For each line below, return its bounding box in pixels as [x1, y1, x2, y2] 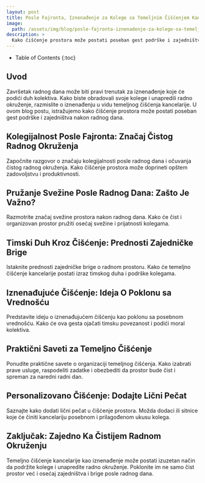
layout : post [6, 9, 40, 15]
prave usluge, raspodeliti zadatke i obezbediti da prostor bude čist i [6, 367, 176, 374]
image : [6, 20, 23, 26]
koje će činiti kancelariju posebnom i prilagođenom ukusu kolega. [6, 413, 171, 421]
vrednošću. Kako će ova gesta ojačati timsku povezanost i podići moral [6, 320, 185, 327]
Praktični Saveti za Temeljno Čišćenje [6, 344, 153, 354]
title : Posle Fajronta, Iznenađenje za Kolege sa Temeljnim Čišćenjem [6, 15, 190, 21]
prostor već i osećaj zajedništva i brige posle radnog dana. [6, 470, 154, 477]
